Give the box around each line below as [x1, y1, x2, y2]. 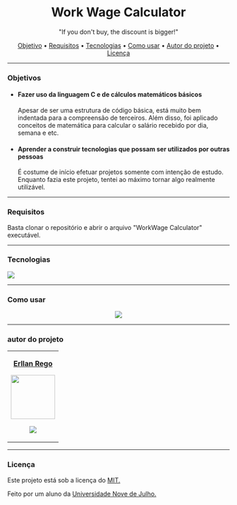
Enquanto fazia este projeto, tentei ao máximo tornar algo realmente [17, 176, 215, 184]
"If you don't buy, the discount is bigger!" [59, 28, 178, 36]
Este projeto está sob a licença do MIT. [7, 475, 121, 484]
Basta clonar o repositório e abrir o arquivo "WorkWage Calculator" [7, 223, 202, 231]
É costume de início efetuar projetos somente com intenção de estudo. [17, 168, 224, 176]
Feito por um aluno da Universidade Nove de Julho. [7, 489, 157, 498]
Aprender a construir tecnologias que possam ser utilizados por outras [17, 145, 231, 153]
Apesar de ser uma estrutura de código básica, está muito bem [17, 107, 201, 115]
